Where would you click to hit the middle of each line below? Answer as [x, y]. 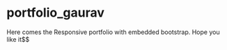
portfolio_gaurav [56, 13]
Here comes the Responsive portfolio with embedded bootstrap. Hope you [113, 32]
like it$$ [18, 39]
